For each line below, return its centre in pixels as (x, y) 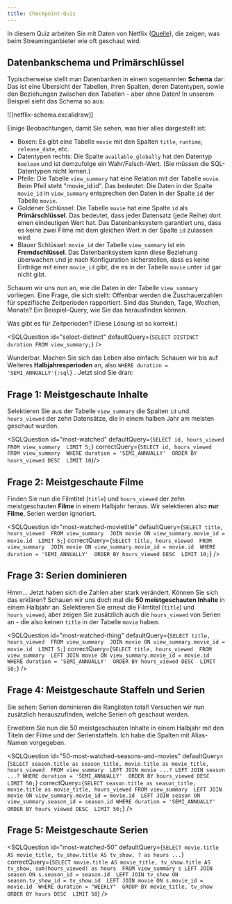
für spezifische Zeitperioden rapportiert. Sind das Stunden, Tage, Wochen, (114, 303)
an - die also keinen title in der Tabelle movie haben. (83, 621)
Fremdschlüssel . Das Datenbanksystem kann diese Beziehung (107, 252)
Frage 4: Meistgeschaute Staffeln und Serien (106, 690)
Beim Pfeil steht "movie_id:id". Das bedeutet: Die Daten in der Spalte (115, 186)
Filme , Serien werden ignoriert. (52, 514)
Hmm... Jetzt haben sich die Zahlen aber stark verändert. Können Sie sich (113, 592)
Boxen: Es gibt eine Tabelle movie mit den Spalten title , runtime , (110, 142)
